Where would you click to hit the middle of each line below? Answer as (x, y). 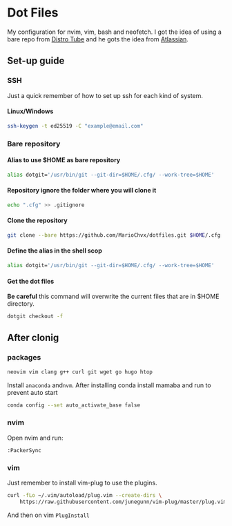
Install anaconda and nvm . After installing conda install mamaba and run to (109, 385)
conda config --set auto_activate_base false (74, 405)
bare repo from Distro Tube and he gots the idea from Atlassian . (98, 39)
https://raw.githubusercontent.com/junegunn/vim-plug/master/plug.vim (123, 502)
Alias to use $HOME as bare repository (64, 160)
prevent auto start (32, 392)
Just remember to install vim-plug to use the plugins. (82, 483)
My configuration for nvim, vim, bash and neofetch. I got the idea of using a (115, 32)
